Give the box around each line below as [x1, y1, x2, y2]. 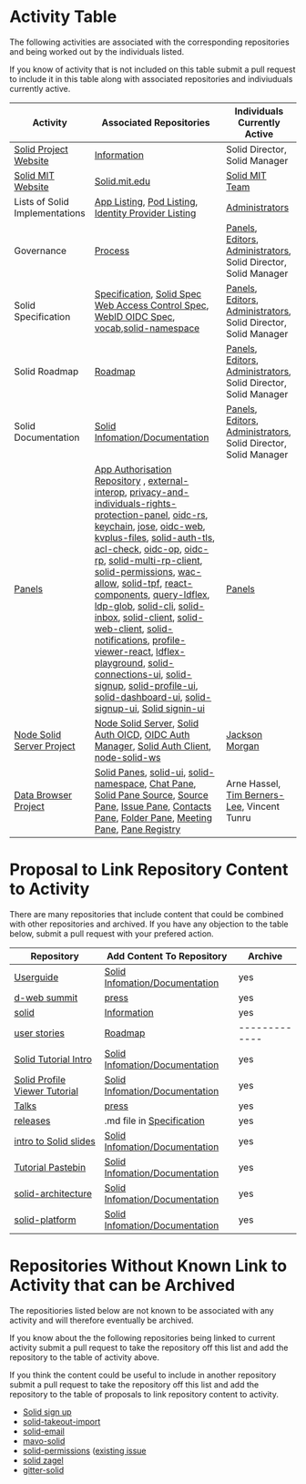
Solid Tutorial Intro [14, 1052, 93, 1065]
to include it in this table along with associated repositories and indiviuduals [9, 73, 293, 84]
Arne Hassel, [226, 777, 281, 790]
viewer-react [94, 645, 152, 658]
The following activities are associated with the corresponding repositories [9, 36, 290, 47]
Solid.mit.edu [94, 175, 151, 188]
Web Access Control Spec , [94, 299, 209, 312]
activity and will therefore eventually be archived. [9, 1315, 194, 1325]
